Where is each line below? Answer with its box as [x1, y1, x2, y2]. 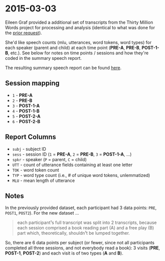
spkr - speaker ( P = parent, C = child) [12, 156, 87, 162]
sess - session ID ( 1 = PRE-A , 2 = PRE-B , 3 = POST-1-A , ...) [12, 151, 132, 157]
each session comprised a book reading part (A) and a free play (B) [17, 225, 154, 231]
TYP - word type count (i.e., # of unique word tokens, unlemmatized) [12, 172, 150, 178]
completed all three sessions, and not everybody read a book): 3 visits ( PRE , [5, 245, 160, 251]
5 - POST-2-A [12, 113, 41, 119]
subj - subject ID [12, 146, 46, 152]
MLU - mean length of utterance [12, 177, 75, 183]
